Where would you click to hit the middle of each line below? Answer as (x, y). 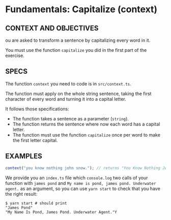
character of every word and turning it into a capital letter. (66, 99)
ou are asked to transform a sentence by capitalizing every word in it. (78, 40)
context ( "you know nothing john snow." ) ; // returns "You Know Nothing (83, 168)
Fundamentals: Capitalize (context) (81, 9)
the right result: (21, 194)
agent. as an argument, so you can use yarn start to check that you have (83, 188)
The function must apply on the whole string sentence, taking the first (78, 93)
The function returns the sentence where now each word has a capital (86, 124)
